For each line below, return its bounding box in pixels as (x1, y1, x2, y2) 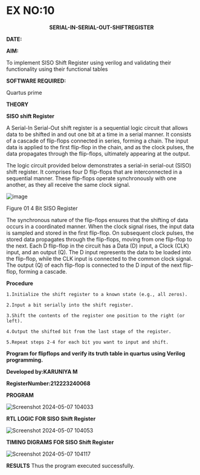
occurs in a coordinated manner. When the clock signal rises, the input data (6, 223, 195, 230)
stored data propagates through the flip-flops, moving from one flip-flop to (6, 235, 192, 243)
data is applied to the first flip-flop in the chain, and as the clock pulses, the (6, 143, 195, 150)
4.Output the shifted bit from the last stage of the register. (6, 328, 172, 334)
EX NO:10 (6, 4, 55, 18)
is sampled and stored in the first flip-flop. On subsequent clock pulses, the (6, 229, 195, 237)
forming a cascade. (19, 268, 68, 275)
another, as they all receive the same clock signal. (6, 181, 131, 188)
